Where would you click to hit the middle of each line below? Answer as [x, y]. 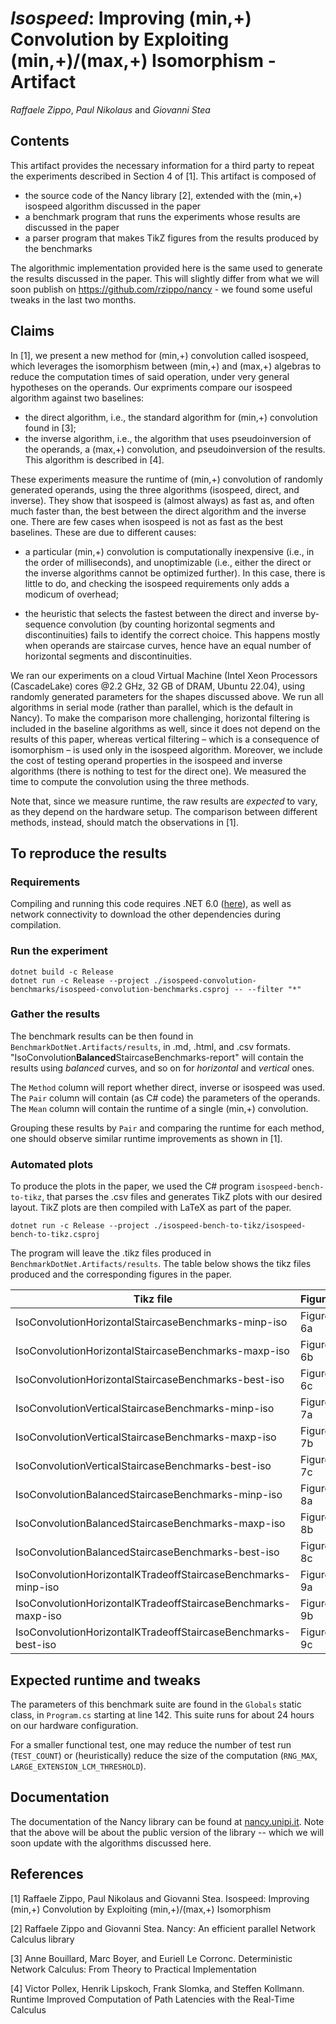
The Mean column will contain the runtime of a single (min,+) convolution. [159, 1108]
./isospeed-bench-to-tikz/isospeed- [230, 1226]
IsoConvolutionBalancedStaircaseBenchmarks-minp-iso [149, 1495]
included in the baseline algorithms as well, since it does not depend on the [165, 728]
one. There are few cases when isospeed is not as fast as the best [147, 521]
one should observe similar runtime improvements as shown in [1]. [146, 1138]
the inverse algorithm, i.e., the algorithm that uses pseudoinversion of [168, 438]
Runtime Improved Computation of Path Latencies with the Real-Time [152, 1999]
